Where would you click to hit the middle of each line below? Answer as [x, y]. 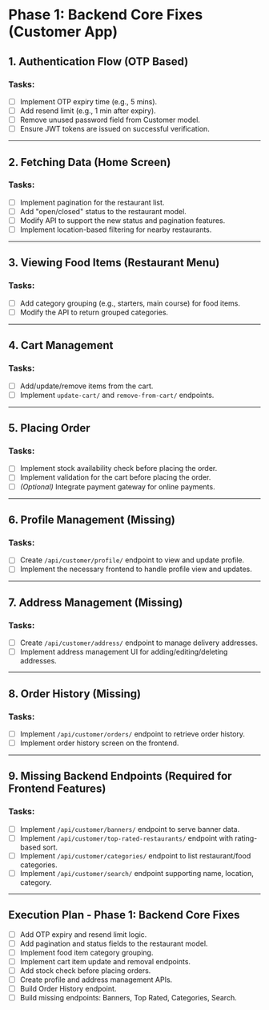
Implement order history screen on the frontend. [99, 743]
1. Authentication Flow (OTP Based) [98, 61]
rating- [246, 838]
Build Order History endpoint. [68, 989]
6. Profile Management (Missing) [92, 519]
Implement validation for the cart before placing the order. [115, 477]
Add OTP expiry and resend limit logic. [83, 934]
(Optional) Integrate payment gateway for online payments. [117, 486]
